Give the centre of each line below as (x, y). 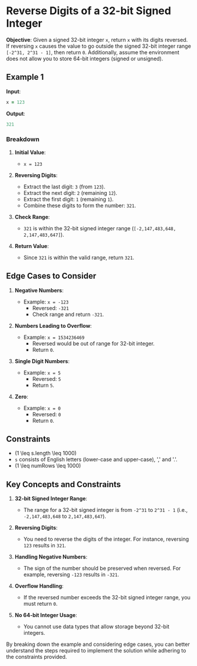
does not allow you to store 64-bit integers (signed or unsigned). (85, 58)
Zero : (21, 396)
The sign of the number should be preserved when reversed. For (102, 569)
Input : (14, 91)
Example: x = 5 (42, 373)
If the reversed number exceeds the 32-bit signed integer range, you (107, 598)
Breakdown (23, 139)
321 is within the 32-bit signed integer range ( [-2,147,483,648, (100, 228)
